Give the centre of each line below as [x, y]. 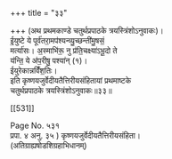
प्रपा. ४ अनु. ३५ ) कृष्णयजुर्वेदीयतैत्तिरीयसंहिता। [75, 135]
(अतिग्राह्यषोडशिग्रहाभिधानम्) [49, 145]
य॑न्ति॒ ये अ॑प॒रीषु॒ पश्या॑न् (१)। [49, 60]
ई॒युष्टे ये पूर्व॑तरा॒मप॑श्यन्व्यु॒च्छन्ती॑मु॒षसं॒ [57, 40]
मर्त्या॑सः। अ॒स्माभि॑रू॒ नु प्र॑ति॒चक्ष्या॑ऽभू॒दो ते [64, 51]
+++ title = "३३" [39, 13]
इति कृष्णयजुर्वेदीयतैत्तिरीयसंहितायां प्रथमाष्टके [71, 80]
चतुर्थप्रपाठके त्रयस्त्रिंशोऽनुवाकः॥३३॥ [61, 91]
